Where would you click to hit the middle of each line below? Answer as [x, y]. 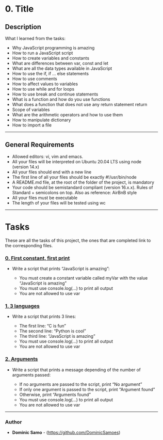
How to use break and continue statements [55, 94]
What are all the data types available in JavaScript [62, 68]
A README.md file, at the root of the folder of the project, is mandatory [83, 182]
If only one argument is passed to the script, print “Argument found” [87, 389]
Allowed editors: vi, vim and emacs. [48, 157]
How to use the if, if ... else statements [50, 73]
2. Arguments [22, 359]
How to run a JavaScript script [42, 53]
